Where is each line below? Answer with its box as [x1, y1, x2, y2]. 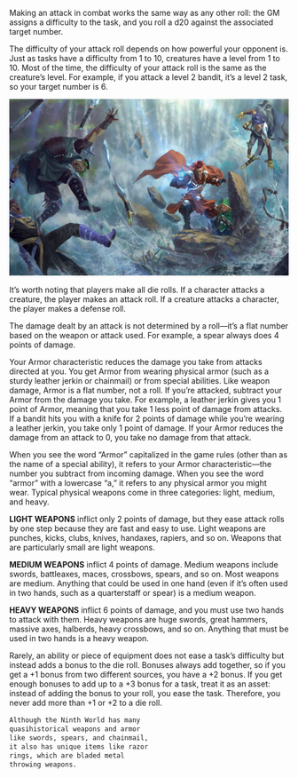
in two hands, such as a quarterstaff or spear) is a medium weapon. [9, 588, 256, 598]
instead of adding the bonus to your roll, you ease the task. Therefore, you [9, 688, 281, 698]
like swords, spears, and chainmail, [9, 734, 149, 742]
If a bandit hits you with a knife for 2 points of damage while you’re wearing [9, 413, 285, 424]
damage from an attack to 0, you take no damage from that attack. [9, 433, 252, 442]
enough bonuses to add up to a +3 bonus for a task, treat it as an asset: [9, 679, 271, 689]
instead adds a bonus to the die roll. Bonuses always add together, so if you [9, 660, 286, 670]
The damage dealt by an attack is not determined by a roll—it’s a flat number [9, 321, 289, 331]
